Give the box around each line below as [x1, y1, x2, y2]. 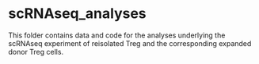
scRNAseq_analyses [8, 5, 147, 23]
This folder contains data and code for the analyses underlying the [8, 30, 226, 40]
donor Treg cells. [8, 47, 64, 56]
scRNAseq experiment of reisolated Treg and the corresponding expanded [8, 38, 252, 48]
